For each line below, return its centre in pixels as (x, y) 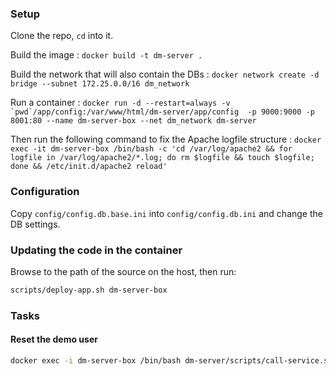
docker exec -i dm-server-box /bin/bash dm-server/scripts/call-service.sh (171, 360)
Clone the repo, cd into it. (62, 36)
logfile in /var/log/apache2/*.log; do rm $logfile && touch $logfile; (162, 158)
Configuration (45, 192)
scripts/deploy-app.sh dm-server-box (89, 290)
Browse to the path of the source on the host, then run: (123, 271)
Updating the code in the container (96, 250)
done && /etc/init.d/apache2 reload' (89, 167)
